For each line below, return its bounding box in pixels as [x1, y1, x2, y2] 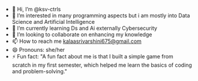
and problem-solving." [11, 68, 68, 74]
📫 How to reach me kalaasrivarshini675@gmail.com [11, 38, 142, 45]
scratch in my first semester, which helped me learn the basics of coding [11, 61, 192, 68]
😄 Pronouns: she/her [11, 46, 65, 53]
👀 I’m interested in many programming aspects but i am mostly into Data [11, 12, 190, 19]
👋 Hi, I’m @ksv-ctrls [11, 6, 61, 13]
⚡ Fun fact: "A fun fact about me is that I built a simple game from [11, 53, 174, 60]
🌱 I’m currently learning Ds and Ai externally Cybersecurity [11, 24, 158, 32]
